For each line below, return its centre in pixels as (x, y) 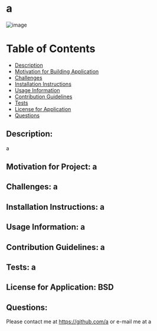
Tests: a (21, 267)
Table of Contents (51, 49)
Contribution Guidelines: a (55, 247)
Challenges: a (32, 187)
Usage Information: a (46, 227)
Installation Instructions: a (55, 207)
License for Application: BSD (60, 288)
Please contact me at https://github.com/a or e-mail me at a (79, 322)
